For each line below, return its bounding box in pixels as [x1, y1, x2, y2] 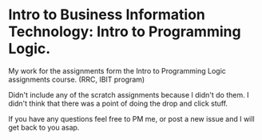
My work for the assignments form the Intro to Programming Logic [8, 66, 226, 75]
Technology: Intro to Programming [8, 22, 241, 41]
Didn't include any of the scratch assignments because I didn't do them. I [8, 90, 249, 99]
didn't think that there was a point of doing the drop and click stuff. [8, 98, 228, 108]
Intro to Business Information [8, 6, 206, 24]
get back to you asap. [8, 122, 80, 132]
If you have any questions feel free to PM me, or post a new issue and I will [8, 114, 255, 123]
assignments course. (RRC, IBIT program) [8, 74, 145, 84]
